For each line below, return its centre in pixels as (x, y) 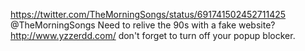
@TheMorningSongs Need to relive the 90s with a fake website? (143, 25)
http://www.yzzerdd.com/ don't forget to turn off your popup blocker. (153, 35)
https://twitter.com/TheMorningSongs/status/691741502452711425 (148, 14)
